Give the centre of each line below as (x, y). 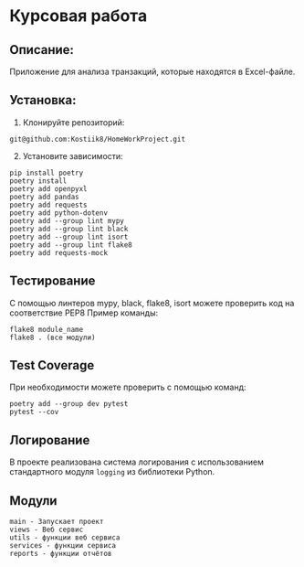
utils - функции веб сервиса (65, 538)
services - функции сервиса (63, 546)
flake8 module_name (47, 329)
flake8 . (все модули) (52, 337)
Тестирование (52, 281)
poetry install (38, 181)
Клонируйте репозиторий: (73, 122)
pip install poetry (47, 173)
